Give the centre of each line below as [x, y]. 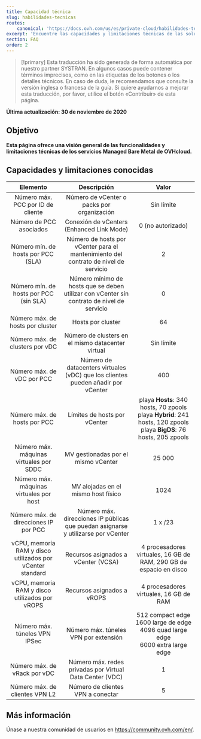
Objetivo [22, 131]
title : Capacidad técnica [38, 12]
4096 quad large [163, 630]
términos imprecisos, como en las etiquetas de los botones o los [100, 75]
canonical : [31, 28]
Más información [39, 715]
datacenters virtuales [97, 367]
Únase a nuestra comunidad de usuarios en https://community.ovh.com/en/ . [100, 729]
